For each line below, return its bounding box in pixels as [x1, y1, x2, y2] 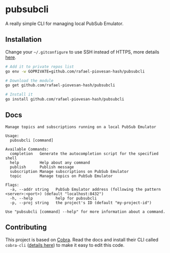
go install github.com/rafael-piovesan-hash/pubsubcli [5, 97, 125, 102]
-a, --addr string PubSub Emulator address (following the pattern [10, 187, 161, 192]
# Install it [5, 92, 33, 97]
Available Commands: [5, 146, 50, 151]
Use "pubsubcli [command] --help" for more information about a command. [5, 209, 166, 214]
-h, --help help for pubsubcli [10, 195, 97, 201]
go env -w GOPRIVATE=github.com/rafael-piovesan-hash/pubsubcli [5, 69, 145, 74]
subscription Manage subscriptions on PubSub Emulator [10, 169, 129, 174]
